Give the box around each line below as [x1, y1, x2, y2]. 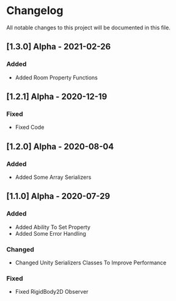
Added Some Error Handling [15, 230, 87, 237]
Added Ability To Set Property [15, 223, 90, 231]
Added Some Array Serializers [15, 173, 92, 181]
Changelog [6, 4, 64, 18]
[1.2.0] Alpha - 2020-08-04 [6, 141, 114, 151]
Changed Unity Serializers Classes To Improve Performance [15, 259, 167, 266]
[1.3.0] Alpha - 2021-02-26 [6, 42, 111, 52]
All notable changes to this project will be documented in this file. [6, 24, 171, 31]
